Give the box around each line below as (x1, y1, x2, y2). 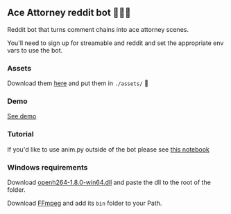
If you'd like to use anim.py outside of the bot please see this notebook (7, 145, 210, 153)
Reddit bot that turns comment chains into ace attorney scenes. (7, 25, 189, 33)
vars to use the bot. (7, 46, 63, 54)
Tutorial (7, 130, 34, 139)
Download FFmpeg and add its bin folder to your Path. (7, 199, 162, 207)
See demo (7, 112, 37, 121)
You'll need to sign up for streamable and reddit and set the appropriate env (7, 39, 224, 47)
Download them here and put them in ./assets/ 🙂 (7, 79, 149, 87)
